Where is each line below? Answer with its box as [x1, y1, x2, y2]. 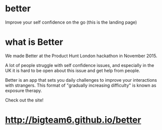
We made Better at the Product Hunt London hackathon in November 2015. [5, 53, 158, 59]
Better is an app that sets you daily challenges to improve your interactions [5, 77, 157, 83]
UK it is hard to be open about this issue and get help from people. [5, 67, 140, 73]
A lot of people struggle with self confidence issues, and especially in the [5, 62, 155, 68]
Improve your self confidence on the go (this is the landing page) [5, 19, 137, 25]
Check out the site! [5, 97, 43, 103]
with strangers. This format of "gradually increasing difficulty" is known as [5, 82, 157, 88]
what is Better [5, 36, 63, 48]
